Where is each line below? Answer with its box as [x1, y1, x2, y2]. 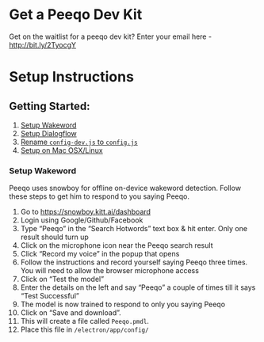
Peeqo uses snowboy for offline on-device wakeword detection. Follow [9, 184, 241, 193]
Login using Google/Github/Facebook [20, 215, 143, 225]
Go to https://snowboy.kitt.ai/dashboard [20, 207, 151, 217]
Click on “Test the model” [20, 275, 105, 284]
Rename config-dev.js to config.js [20, 137, 138, 146]
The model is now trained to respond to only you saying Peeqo [20, 299, 225, 310]
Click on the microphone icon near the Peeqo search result [20, 241, 213, 250]
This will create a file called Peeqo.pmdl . [20, 317, 150, 326]
